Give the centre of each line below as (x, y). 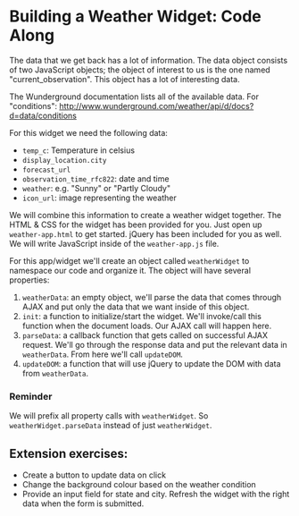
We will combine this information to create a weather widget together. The (145, 215)
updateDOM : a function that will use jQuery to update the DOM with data (151, 363)
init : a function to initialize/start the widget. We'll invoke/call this (141, 316)
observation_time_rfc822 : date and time (96, 178)
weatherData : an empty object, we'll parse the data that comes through (152, 297)
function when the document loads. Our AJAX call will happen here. (147, 326)
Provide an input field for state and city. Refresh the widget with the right (156, 495)
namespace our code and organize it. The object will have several (130, 270)
